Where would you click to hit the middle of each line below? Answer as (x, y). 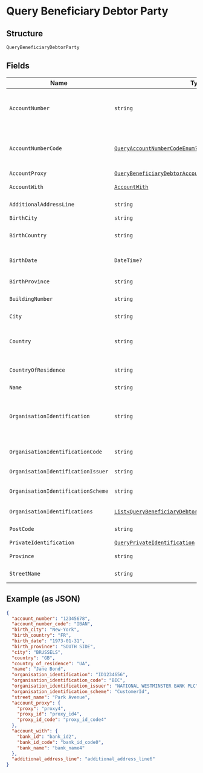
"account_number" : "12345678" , (51, 619)
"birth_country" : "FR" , (41, 636)
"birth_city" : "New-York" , (46, 630)
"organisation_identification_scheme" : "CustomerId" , (81, 691)
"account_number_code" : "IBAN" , (53, 624)
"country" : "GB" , (34, 658)
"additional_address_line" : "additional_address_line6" (83, 759)
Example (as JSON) (43, 599)
